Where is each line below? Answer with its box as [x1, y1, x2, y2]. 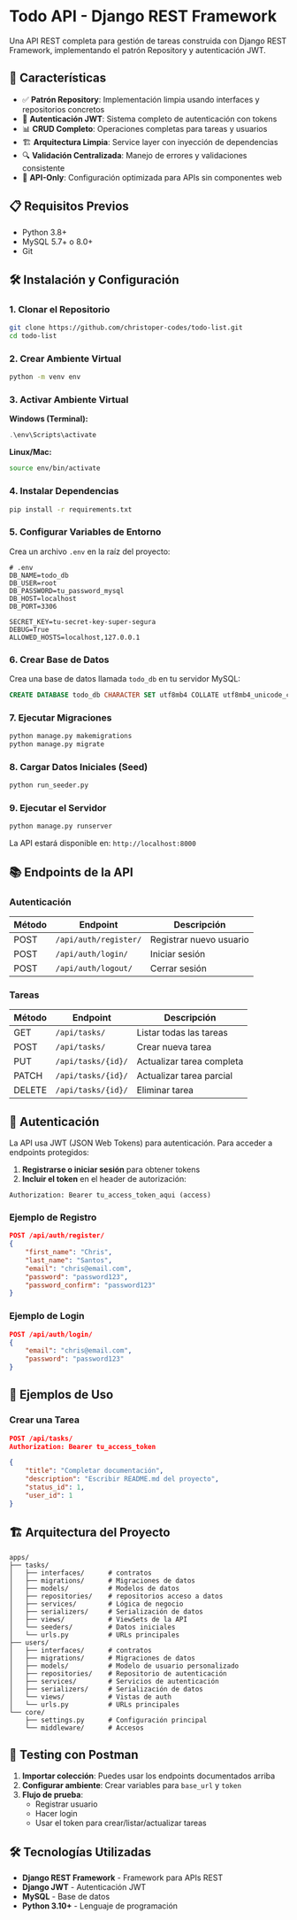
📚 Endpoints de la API [9, 865, 134, 880]
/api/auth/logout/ [55, 963, 133, 973]
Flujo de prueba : [21, 1790, 84, 1800]
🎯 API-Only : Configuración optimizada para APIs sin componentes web [21, 172, 283, 182]
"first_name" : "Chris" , [25, 1248, 113, 1257]
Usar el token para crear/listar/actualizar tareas [34, 1817, 208, 1829]
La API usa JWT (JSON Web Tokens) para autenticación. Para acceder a [9, 1137, 273, 1148]
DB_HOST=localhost [9, 594, 77, 603]
